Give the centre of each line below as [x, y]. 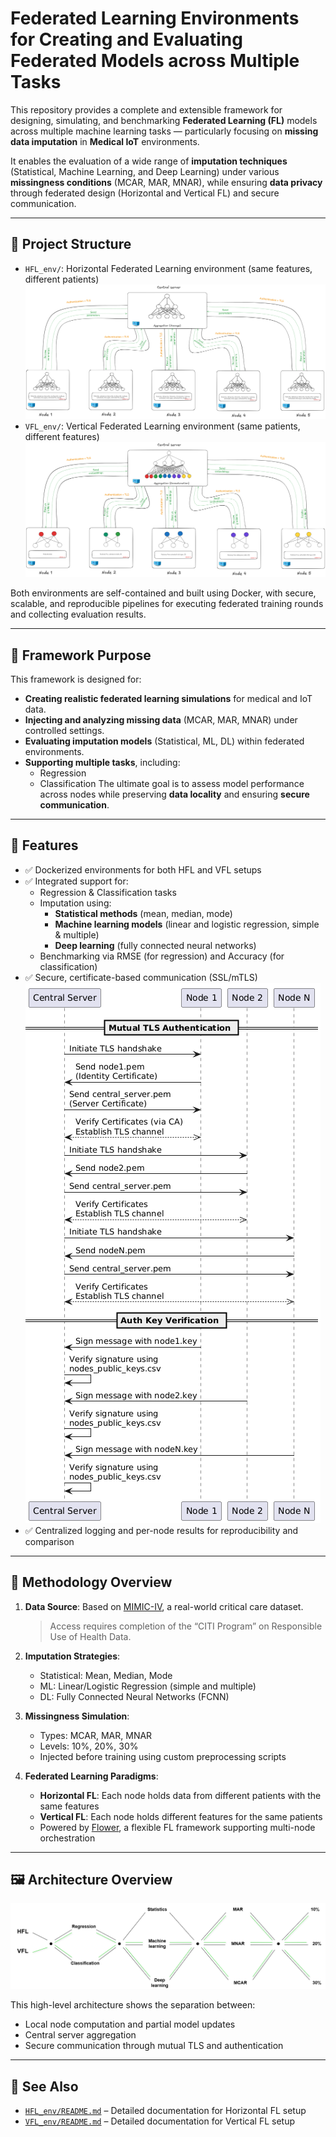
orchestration [67, 1838]
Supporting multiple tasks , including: [102, 762]
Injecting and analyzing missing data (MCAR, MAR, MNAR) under [161, 719]
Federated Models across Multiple [155, 61]
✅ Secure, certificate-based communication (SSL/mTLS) [141, 977]
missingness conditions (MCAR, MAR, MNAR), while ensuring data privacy [166, 182]
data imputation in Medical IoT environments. [105, 141]
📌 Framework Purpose [81, 655]
